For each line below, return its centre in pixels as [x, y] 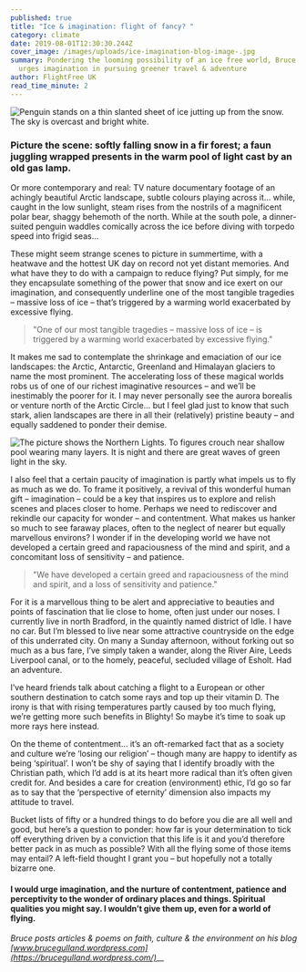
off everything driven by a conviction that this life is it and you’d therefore [148, 839]
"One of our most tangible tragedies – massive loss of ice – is [148, 329]
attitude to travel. [42, 801]
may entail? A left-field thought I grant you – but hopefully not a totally [141, 858]
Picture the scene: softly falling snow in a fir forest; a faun [141, 145]
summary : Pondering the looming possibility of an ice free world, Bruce [153, 60]
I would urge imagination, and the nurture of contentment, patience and [148, 889]
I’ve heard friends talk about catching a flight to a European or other [138, 687]
